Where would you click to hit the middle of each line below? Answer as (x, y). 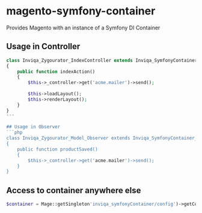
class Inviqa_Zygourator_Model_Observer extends (68, 138)
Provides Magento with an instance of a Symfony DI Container (83, 28)
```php (14, 133)
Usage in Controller (43, 46)
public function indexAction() (56, 71)
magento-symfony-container (81, 11)
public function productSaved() (57, 149)
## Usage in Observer (33, 127)
